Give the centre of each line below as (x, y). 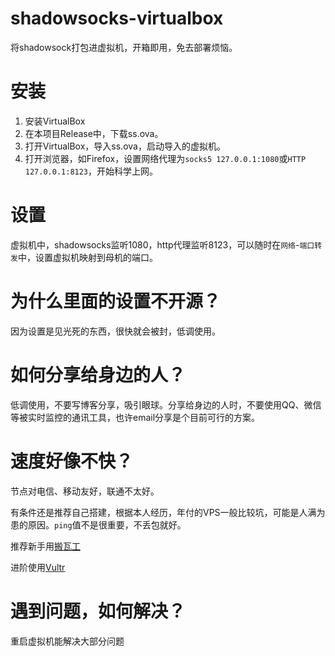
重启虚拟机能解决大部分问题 (67, 641)
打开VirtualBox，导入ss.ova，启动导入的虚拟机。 (125, 146)
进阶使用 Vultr (38, 567)
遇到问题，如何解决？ (98, 611)
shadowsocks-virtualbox (117, 18)
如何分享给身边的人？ (98, 374)
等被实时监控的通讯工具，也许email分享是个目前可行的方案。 (135, 417)
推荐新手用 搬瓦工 (45, 546)
